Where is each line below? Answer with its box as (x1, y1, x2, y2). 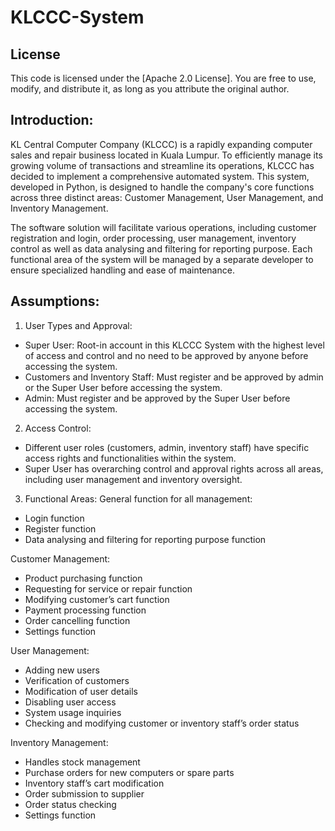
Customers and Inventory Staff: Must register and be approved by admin (24, 371, 324, 383)
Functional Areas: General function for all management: (24, 492, 253, 505)
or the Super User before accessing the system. (24, 381, 223, 393)
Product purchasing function (24, 572, 143, 584)
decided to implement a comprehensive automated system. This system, (10, 170, 310, 182)
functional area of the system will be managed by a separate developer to (10, 253, 314, 265)
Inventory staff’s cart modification (24, 777, 165, 789)
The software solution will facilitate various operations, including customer (10, 221, 317, 233)
